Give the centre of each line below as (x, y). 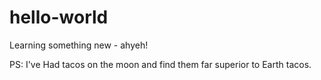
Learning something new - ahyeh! (79, 45)
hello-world (59, 17)
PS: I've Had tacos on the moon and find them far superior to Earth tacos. (160, 64)
